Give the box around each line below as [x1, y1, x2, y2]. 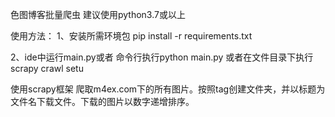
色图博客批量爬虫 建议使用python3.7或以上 [10, 9, 186, 20]
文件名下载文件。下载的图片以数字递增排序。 [10, 96, 195, 107]
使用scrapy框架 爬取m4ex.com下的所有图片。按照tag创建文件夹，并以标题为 [10, 83, 326, 95]
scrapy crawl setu [10, 63, 84, 74]
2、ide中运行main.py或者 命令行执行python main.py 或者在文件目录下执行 [10, 51, 314, 63]
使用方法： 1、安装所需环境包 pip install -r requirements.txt [10, 30, 253, 42]
